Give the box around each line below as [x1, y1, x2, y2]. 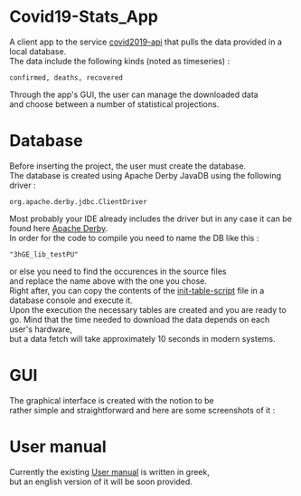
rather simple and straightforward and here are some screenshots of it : [9, 404, 276, 415]
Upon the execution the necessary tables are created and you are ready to [9, 304, 287, 315]
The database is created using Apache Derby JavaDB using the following [9, 170, 282, 180]
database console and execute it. [9, 295, 133, 306]
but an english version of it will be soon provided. [9, 476, 193, 487]
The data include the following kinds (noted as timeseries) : [9, 55, 230, 66]
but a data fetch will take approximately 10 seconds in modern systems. [9, 333, 276, 344]
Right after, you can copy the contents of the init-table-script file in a [9, 285, 265, 296]
